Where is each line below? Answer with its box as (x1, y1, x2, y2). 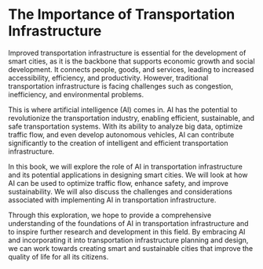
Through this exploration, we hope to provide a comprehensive (8, 210, 212, 220)
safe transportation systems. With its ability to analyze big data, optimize (8, 122, 243, 131)
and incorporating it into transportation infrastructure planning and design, (8, 235, 249, 245)
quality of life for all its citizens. (8, 252, 109, 261)
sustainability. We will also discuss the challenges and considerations (8, 187, 233, 196)
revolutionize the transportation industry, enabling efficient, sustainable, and (8, 113, 255, 122)
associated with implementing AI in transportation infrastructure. (8, 194, 217, 205)
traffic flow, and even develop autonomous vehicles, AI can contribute (8, 129, 235, 139)
